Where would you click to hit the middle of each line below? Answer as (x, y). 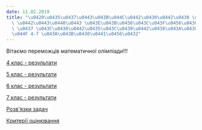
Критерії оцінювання (33, 121)
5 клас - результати (32, 74)
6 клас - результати (32, 86)
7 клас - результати (32, 98)
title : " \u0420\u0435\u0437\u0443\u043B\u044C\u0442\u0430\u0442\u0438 (98, 17)
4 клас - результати (32, 63)
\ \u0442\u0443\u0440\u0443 (47, 23)
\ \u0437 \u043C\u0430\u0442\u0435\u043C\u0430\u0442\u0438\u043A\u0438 (105, 28)
